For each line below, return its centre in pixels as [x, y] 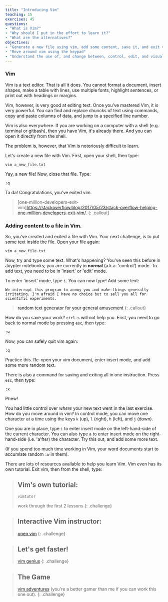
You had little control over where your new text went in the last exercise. [79, 408]
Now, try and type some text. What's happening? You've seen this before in [83, 260]
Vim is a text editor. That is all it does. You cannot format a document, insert [83, 85]
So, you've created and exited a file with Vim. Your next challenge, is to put [82, 236]
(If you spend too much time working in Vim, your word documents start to [82, 449]
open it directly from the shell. [36, 136]
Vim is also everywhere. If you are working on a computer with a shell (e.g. [82, 125]
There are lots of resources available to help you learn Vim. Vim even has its [83, 464]
